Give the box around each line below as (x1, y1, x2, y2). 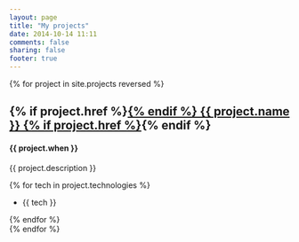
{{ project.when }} (9, 143, 78, 153)
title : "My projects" (9, 21, 90, 30)
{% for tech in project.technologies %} (9, 179, 151, 191)
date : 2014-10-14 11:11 (9, 29, 98, 38)
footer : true (9, 54, 58, 63)
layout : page (9, 12, 58, 22)
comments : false (9, 37, 69, 47)
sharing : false (9, 46, 66, 55)
